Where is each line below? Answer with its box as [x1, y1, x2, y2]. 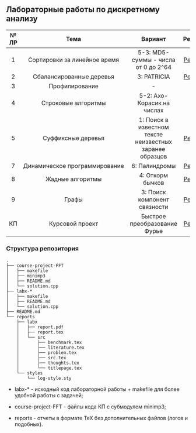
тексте [144, 130, 163, 138]
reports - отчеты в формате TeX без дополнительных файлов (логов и [14, 415, 188, 422]
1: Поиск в [138, 115, 169, 123]
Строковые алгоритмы [41, 99, 106, 107]
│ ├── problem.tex [16, 350, 77, 356]
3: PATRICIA [136, 73, 170, 81]
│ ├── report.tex [16, 329, 64, 335]
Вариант [141, 35, 166, 43]
